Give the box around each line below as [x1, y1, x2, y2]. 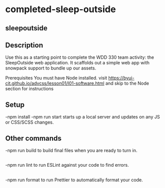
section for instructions [5, 86, 54, 92]
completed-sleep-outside [5, 4, 116, 15]
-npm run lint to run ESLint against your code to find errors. [5, 162, 129, 168]
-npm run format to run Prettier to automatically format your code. [5, 176, 143, 183]
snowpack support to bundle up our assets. [5, 65, 96, 71]
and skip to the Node [105, 80, 149, 87]
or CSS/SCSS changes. [5, 119, 54, 125]
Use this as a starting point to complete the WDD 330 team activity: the [5, 54, 154, 60]
